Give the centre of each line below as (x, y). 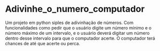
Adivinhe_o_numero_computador (75, 9)
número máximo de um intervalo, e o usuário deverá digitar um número (77, 33)
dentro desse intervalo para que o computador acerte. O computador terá (80, 38)
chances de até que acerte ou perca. (43, 43)
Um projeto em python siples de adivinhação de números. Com (69, 23)
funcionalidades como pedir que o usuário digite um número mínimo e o (78, 27)
